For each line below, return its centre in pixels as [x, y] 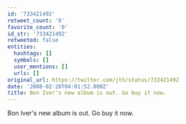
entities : [22, 47]
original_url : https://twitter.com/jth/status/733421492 [93, 80]
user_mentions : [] [41, 67]
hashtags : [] [33, 54]
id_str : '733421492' [38, 34]
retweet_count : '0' [36, 21]
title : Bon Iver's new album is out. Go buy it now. [87, 93]
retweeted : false [33, 40]
